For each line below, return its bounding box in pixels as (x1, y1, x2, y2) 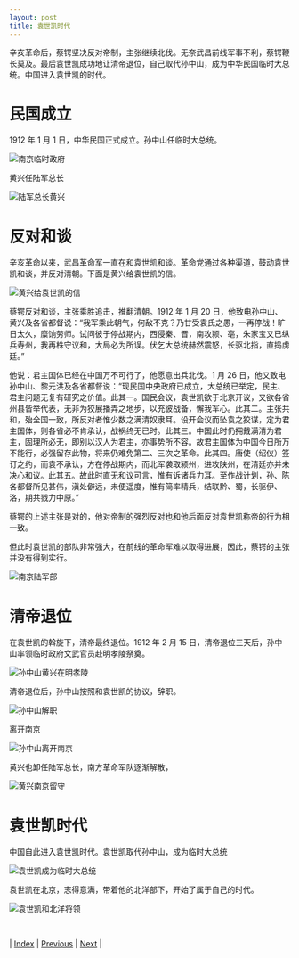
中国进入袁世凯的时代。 (24, 69, 111, 80)
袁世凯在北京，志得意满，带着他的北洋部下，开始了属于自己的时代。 (9, 884, 259, 896)
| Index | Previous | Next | (9, 938, 102, 949)
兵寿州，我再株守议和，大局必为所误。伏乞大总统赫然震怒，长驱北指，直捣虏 (9, 340, 290, 350)
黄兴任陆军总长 (9, 173, 64, 184)
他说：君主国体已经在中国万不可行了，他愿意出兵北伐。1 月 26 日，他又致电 (9, 370, 287, 381)
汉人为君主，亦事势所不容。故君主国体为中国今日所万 (94, 437, 290, 447)
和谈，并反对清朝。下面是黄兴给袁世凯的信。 (16, 268, 181, 279)
